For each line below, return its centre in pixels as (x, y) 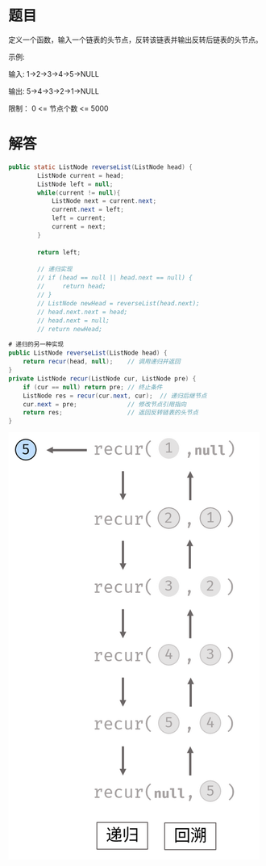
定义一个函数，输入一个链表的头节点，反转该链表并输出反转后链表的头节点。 (135, 40)
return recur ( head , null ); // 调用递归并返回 (102, 362)
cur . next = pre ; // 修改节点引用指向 (105, 404)
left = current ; (79, 218)
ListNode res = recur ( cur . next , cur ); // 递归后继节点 (115, 396)
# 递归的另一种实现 (36, 345)
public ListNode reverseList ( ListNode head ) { (88, 353)
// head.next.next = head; (83, 312)
